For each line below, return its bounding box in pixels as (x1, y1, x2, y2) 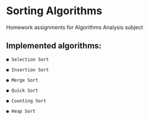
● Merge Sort (6, 77, 39, 83)
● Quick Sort (6, 87, 39, 93)
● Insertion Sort (6, 67, 49, 73)
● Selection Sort (6, 56, 49, 63)
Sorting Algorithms (6, 4, 103, 18)
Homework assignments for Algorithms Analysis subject (6, 24, 144, 31)
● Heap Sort (6, 108, 36, 114)
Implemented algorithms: (6, 41, 102, 51)
